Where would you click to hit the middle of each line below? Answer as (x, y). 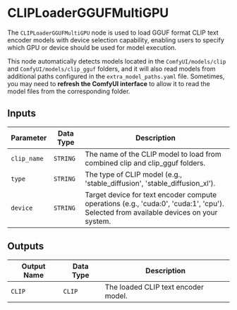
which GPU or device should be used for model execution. (92, 47)
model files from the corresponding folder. (69, 91)
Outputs (26, 246)
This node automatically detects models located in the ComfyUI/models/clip (117, 61)
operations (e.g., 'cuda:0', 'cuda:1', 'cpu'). (154, 203)
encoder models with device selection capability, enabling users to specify (116, 40)
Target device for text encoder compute (151, 194)
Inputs (22, 113)
